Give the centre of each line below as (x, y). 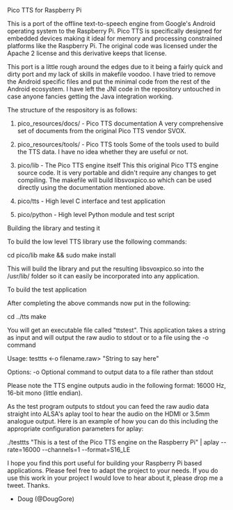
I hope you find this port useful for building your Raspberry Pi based (105, 463)
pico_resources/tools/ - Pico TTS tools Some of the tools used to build (118, 144)
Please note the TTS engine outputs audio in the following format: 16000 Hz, (116, 385)
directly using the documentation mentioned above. (91, 187)
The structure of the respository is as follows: (72, 110)
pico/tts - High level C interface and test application (91, 201)
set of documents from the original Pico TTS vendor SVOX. (102, 131)
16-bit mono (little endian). (45, 393)
